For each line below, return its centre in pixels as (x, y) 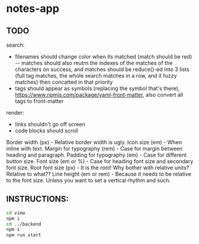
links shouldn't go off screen (50, 124)
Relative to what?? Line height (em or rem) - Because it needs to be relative (99, 174)
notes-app (33, 9)
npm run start (24, 235)
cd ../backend (24, 224)
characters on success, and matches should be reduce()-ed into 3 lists (102, 69)
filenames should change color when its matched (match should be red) (103, 57)
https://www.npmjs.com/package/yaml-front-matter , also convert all (99, 95)
